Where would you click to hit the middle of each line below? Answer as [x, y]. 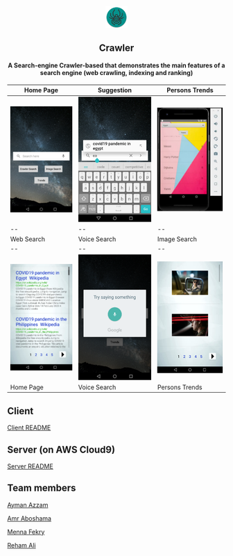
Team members [42, 488]
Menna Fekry [26, 532]
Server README [30, 466]
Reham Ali [21, 545]
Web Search [28, 239]
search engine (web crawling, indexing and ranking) [116, 73]
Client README [29, 428]
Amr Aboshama [29, 518]
